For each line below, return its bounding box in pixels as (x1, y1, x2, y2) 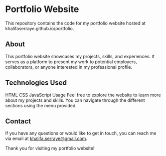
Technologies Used (5, 79, 67, 87)
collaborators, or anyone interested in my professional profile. (5, 64, 133, 70)
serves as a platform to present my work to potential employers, (5, 59, 137, 65)
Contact (5, 117, 31, 125)
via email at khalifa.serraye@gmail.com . (5, 135, 88, 141)
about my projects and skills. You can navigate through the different (5, 97, 145, 103)
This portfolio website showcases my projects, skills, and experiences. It (5, 53, 155, 59)
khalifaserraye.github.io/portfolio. (5, 25, 74, 31)
